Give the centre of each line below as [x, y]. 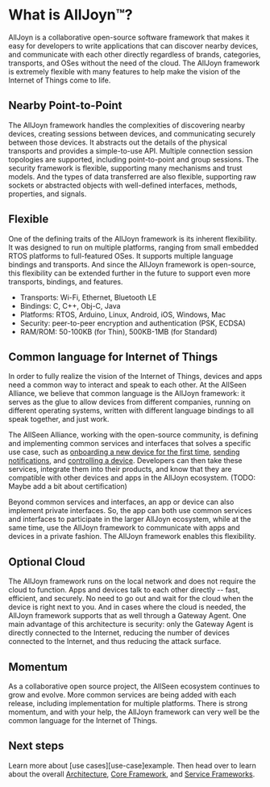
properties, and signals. [48, 194]
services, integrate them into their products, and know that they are [120, 469]
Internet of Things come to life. [60, 80]
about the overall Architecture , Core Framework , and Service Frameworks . [132, 774]
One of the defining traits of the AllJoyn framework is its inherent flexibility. [133, 238]
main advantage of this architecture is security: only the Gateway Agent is [131, 625]
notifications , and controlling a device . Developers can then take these [126, 461]
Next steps [36, 746]
